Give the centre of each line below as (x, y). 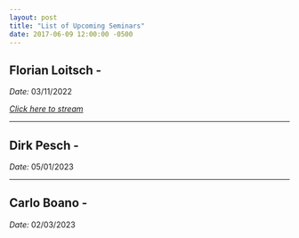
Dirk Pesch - (44, 145)
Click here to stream (46, 109)
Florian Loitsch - (56, 70)
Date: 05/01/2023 (41, 167)
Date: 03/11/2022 (41, 92)
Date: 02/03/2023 (42, 225)
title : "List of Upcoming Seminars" (77, 26)
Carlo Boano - (48, 203)
